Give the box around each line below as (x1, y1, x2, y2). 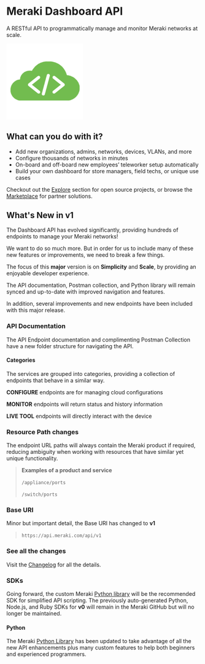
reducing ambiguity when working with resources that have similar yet (6, 448, 184, 456)
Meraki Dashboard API (6, 4, 123, 18)
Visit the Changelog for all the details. (6, 561, 101, 568)
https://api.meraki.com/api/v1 (21, 533, 102, 539)
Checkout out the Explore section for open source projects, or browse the (6, 186, 193, 193)
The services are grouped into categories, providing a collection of (6, 370, 176, 377)
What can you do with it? (6, 131, 103, 142)
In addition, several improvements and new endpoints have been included (6, 300, 193, 308)
